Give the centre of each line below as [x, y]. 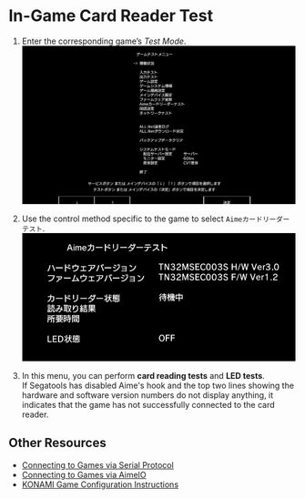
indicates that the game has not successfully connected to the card [148, 404]
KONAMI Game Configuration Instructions [100, 484]
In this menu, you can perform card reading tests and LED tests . [143, 375]
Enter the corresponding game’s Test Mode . [104, 41]
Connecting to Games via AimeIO [84, 474]
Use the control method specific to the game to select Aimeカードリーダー [156, 219]
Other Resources [57, 443]
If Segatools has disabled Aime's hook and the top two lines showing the [158, 385]
